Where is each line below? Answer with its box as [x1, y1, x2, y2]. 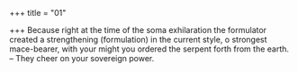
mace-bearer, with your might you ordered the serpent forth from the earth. [9, 44, 290, 54]
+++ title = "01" [9, 8, 67, 18]
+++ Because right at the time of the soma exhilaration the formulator [9, 25, 267, 35]
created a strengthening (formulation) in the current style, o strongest [9, 35, 267, 44]
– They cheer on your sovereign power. [9, 53, 155, 63]
